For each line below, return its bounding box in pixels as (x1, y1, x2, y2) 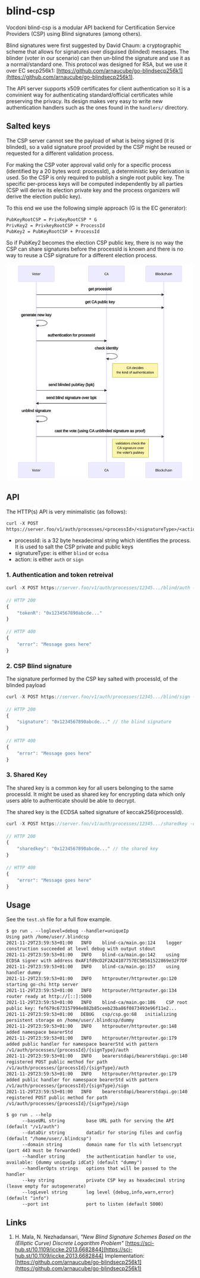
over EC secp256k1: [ (6, 67, 58, 74)
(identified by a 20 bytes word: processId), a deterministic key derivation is (6, 167, 190, 174)
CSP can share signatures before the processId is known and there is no (6, 245, 183, 253)
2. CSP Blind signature (6, 662, 73, 670)
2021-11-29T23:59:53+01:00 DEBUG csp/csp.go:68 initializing (6, 1011, 177, 1018)
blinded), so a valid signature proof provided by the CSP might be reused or (6, 143, 192, 150)
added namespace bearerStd (6, 1029, 73, 1036)
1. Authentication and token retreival (6, 571, 114, 579)
